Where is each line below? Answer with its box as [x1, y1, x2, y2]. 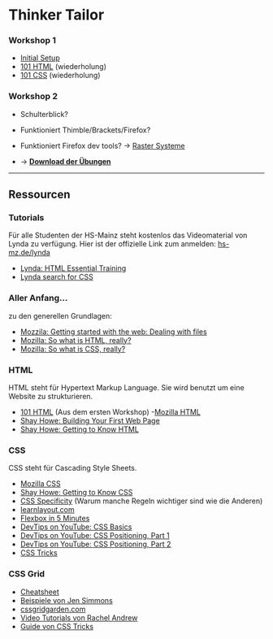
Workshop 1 [8, 35, 57, 46]
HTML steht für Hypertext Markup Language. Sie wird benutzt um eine [8, 383, 245, 393]
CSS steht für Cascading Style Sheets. [8, 463, 137, 473]
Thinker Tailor [8, 6, 105, 24]
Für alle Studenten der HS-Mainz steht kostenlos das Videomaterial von [8, 230, 248, 241]
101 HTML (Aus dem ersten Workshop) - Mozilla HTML [19, 407, 201, 417]
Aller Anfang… [8, 293, 68, 304]
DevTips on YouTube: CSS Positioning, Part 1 [19, 531, 171, 541]
